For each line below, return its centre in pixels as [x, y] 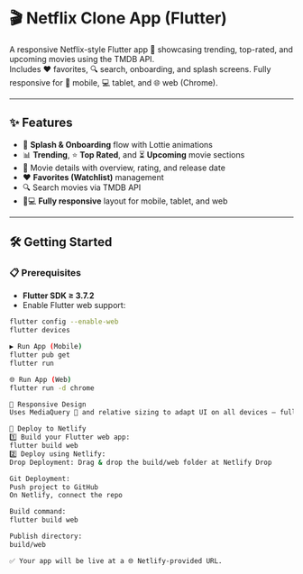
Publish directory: [46, 537]
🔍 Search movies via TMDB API [82, 187]
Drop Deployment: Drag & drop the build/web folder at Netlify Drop [141, 462]
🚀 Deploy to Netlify [48, 429]
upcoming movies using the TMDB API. [82, 59]
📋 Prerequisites [45, 273]
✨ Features [41, 123]
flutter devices [40, 331]
